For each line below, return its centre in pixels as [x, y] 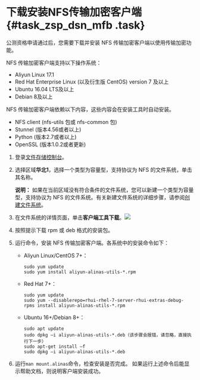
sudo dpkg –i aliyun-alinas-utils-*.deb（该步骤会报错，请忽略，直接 [105, 335]
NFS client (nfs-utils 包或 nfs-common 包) [66, 122]
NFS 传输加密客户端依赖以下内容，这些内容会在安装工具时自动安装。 [90, 109]
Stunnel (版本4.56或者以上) [48, 129]
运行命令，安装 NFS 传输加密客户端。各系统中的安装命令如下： [92, 243]
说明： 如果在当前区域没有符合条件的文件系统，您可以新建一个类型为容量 [104, 190]
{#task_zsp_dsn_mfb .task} [76, 25]
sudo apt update [44, 329]
